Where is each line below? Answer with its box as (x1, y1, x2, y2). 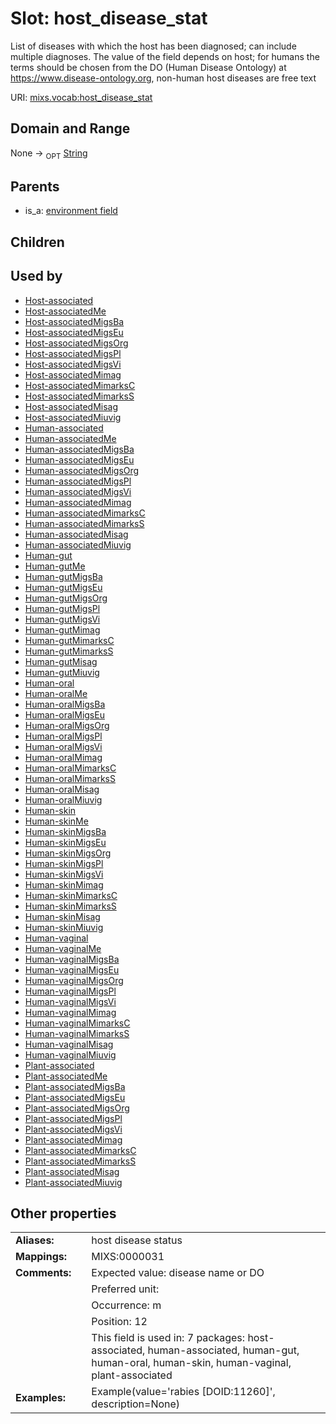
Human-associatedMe (24, 432, 117, 444)
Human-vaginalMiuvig (24, 1048, 117, 1061)
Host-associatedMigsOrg (24, 337, 129, 349)
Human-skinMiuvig (24, 921, 104, 933)
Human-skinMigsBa (24, 825, 107, 837)
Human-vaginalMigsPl (24, 985, 117, 997)
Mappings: (15, 1250, 68, 1264)
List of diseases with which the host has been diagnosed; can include (10, 40, 297, 52)
